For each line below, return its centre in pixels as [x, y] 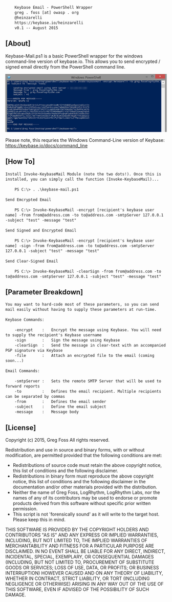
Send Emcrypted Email [28, 200]
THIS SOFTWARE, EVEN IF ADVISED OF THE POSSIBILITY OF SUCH [77, 589]
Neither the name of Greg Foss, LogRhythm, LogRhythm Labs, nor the [86, 492]
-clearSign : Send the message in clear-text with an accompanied [90, 346]
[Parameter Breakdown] [44, 292]
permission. [25, 509]
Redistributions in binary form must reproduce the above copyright [83, 476]
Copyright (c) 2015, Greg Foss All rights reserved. [58, 440]
